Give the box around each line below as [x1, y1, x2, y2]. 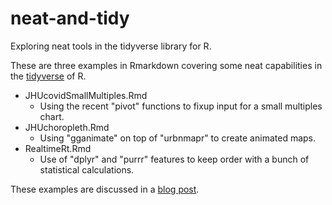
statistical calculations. [39, 163, 135, 176]
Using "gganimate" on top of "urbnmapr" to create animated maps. [39, 132, 317, 144]
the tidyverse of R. [10, 70, 87, 82]
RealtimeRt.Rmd [24, 142, 92, 154]
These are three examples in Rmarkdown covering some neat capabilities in [10, 59, 323, 71]
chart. [39, 110, 65, 122]
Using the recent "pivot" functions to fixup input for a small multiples [39, 100, 323, 112]
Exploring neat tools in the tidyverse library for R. [10, 40, 212, 52]
